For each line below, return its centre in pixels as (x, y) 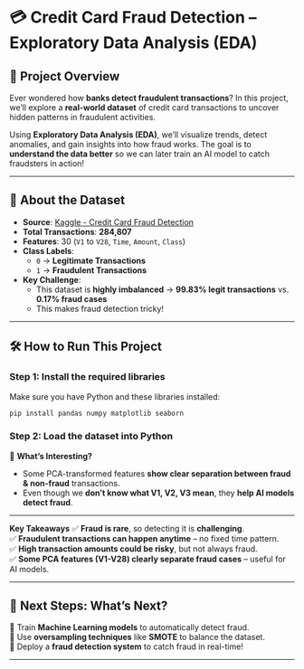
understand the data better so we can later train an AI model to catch (139, 154)
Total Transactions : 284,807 (77, 231)
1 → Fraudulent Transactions (91, 270)
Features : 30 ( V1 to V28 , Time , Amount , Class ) (104, 241)
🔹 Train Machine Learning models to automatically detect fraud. (129, 627)
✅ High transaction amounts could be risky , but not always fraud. (133, 549)
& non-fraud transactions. (71, 483)
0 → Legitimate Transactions (91, 260)
